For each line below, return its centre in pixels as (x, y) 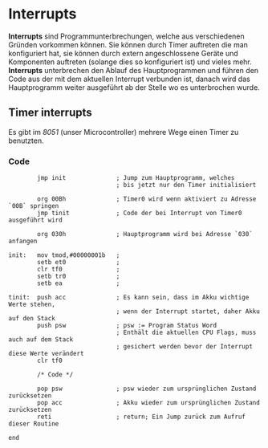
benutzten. (26, 141)
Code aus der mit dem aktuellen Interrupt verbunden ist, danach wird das (129, 79)
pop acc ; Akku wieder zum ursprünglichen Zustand (149, 403)
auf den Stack (32, 319)
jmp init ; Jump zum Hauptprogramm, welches (136, 178)
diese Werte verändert (46, 354)
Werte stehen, (32, 305)
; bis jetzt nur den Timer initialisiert (186, 185)
